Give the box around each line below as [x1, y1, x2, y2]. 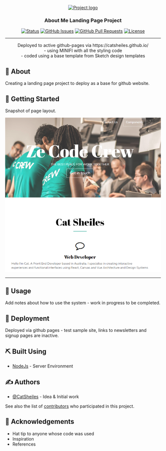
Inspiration [12, 436, 34, 442]
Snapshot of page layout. [5, 108, 56, 114]
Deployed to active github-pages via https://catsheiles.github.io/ [17, 42, 149, 48]
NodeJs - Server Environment [12, 363, 73, 369]
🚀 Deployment [5, 314, 49, 323]
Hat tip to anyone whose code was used [12, 430, 94, 437]
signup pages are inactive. [5, 332, 59, 338]
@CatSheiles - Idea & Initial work [12, 393, 79, 400]
